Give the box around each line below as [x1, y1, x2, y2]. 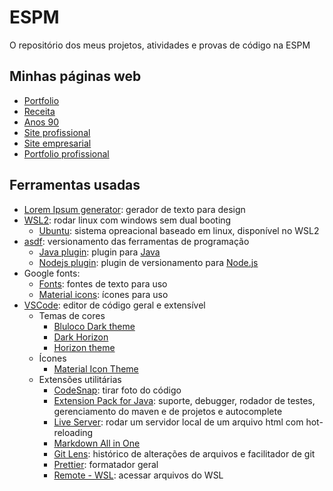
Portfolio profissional [23, 147, 110, 160]
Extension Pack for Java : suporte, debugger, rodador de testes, [53, 394, 316, 406]
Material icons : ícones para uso [38, 288, 169, 300]
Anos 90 [23, 116, 59, 128]
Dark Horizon [53, 331, 109, 343]
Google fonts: [23, 267, 81, 279]
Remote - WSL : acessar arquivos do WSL [53, 469, 224, 481]
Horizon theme [53, 341, 116, 353]
